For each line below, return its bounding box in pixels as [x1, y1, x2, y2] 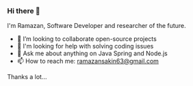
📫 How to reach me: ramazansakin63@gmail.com [16, 57, 159, 66]
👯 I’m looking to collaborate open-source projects [16, 35, 157, 43]
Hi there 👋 [7, 6, 41, 16]
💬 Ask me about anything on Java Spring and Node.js [16, 49, 168, 57]
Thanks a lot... [7, 73, 47, 81]
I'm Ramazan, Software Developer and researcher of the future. [7, 22, 186, 30]
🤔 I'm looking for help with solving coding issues [16, 42, 154, 51]
